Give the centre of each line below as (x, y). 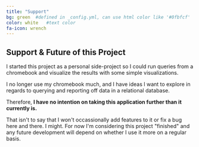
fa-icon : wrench (26, 28)
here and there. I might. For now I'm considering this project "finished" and (98, 126)
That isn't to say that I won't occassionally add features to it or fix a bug (94, 120)
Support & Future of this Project (66, 52)
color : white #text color (41, 23)
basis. (13, 139)
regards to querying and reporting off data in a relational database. (88, 91)
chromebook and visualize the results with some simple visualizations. (92, 73)
